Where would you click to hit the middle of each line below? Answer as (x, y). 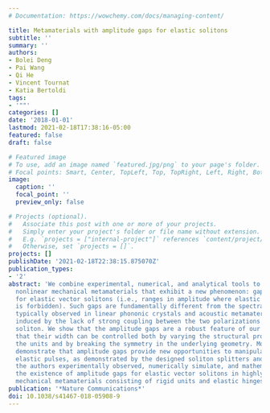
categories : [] (34, 113)
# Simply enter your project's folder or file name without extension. (135, 231)
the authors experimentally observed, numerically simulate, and (127, 366)
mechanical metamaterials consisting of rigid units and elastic (127, 382)
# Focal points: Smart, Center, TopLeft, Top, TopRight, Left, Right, (129, 172)
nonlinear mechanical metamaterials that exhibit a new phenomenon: (133, 291)
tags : (17, 97)
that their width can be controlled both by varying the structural (133, 336)
